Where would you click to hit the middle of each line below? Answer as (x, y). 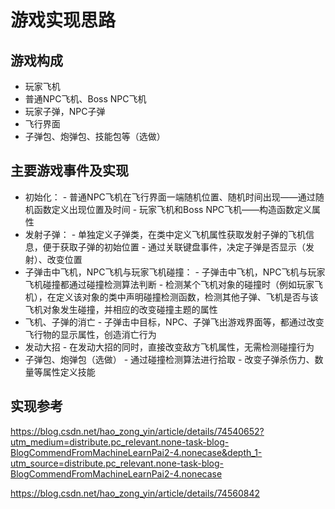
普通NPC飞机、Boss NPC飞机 (85, 99)
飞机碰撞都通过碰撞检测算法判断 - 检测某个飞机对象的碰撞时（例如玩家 (169, 284)
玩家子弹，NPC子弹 (65, 111)
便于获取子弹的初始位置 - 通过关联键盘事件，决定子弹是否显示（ (174, 247)
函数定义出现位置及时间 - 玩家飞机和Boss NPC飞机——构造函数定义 (173, 209)
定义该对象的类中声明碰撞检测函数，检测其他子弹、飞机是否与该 (187, 297)
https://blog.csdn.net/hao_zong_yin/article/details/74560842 (135, 493)
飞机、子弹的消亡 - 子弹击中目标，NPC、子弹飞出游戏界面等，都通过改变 (174, 322)
